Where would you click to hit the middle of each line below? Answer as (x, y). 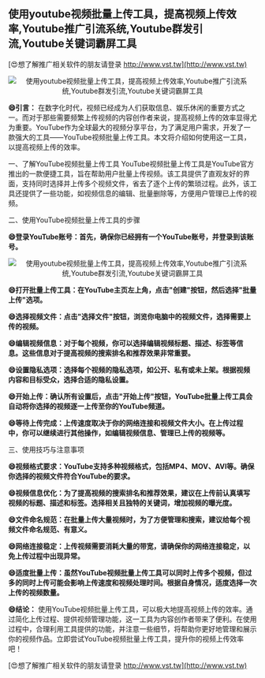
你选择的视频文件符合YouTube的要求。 (71, 476)
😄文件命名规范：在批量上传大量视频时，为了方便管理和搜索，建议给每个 (126, 520)
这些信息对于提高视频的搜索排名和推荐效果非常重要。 (108, 352)
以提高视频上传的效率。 (46, 147)
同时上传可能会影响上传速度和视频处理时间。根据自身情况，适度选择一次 (139, 583)
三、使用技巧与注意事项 (46, 449)
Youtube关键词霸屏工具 (80, 44)
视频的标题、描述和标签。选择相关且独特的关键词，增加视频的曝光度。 (122, 502)
